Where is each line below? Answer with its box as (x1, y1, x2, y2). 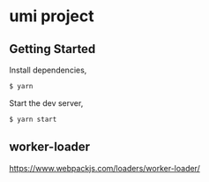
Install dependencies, (9, 64, 87, 75)
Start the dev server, (9, 97, 84, 108)
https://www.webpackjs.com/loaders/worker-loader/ (9, 163, 200, 173)
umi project (9, 6, 94, 27)
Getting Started (9, 42, 96, 57)
